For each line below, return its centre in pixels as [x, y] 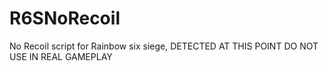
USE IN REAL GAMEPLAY [61, 56]
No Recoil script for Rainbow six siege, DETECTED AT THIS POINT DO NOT [164, 46]
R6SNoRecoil [65, 18]
